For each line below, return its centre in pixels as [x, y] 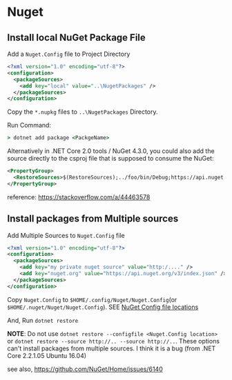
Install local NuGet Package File [77, 38]
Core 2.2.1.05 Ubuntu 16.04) [47, 355]
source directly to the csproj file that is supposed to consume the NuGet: [110, 159]
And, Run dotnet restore [43, 320]
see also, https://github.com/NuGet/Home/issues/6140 [85, 369]
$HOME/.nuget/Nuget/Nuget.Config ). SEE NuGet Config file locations [103, 307]
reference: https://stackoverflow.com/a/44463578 [79, 197]
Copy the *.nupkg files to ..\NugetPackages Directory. [83, 112]
